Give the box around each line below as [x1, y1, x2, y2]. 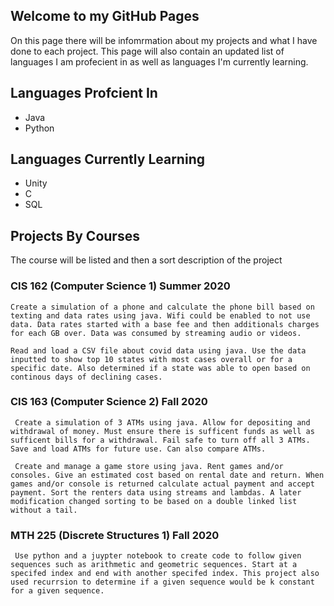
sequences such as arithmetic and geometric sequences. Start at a [10, 560, 298, 570]
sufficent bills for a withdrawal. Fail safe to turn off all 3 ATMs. [10, 435, 311, 445]
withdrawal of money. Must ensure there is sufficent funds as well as [10, 426, 315, 436]
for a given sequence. [10, 586, 105, 596]
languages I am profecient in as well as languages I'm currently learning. [10, 55, 309, 68]
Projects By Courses [10, 227, 140, 244]
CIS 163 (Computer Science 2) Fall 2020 [10, 395, 208, 409]
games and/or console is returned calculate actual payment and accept [10, 479, 315, 489]
